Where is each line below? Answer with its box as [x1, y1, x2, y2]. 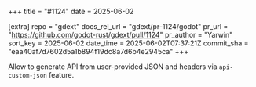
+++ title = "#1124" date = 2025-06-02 [8, 7, 134, 16]
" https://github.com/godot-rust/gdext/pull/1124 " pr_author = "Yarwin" [8, 31, 233, 39]
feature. [48, 71, 75, 79]
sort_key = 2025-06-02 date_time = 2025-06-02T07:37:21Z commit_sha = [8, 38, 249, 48]
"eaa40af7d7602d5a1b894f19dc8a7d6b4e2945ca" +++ [8, 47, 189, 56]
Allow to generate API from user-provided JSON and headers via [8, 62, 218, 71]
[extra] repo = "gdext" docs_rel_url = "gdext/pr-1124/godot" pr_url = [8, 22, 229, 31]
